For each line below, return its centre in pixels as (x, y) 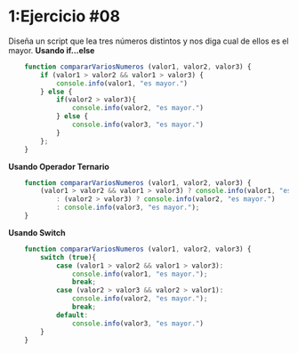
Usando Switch (37, 232)
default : (72, 315)
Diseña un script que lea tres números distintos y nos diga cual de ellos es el (149, 41)
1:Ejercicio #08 (64, 16)
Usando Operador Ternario (59, 166)
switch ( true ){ (68, 257)
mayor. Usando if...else (52, 50)
